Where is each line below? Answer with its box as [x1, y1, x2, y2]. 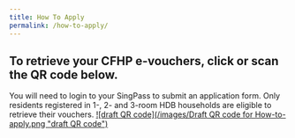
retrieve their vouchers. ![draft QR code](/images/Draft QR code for [9, 109, 253, 120]
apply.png [9, 119, 46, 129]
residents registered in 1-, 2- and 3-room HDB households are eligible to [9, 100, 272, 111]
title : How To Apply [9, 12, 86, 22]
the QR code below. [9, 67, 118, 82]
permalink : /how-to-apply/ [9, 21, 109, 30]
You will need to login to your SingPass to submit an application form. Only [9, 91, 281, 101]
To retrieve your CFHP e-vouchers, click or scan [9, 54, 279, 69]
